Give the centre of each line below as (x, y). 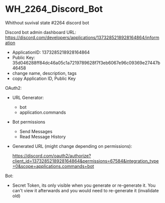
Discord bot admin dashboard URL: (41, 32)
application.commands (43, 112)
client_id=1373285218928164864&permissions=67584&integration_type (85, 161)
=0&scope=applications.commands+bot (53, 166)
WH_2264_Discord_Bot (54, 9)
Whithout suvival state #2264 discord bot (47, 23)
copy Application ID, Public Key (44, 78)
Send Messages (36, 131)
